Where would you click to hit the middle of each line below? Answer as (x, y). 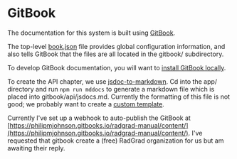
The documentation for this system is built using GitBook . (91, 33)
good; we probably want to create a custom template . (86, 104)
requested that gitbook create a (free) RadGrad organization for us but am (116, 141)
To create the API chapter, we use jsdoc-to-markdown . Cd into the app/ (112, 81)
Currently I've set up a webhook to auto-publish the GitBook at (99, 118)
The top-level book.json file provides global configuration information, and (116, 46)
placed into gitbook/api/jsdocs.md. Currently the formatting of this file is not (118, 97)
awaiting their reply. (36, 148)
